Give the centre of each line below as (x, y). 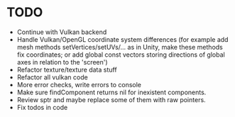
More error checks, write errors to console (79, 84)
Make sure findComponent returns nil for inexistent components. (111, 92)
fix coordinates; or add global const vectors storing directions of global (121, 55)
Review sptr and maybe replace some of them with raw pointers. (111, 99)
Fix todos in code (42, 107)
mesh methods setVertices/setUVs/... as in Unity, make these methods (120, 47)
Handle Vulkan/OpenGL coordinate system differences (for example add (122, 39)
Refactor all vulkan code (52, 77)
